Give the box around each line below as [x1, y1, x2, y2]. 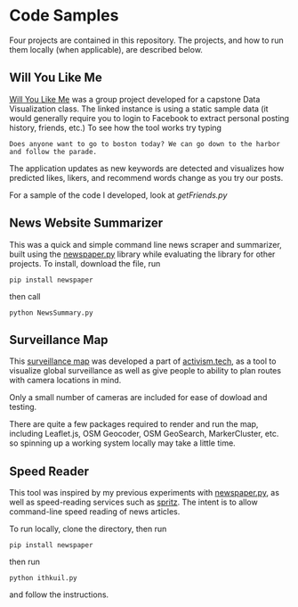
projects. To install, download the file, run [9, 258, 161, 268]
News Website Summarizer [9, 216, 164, 231]
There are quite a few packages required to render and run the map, [9, 419, 259, 430]
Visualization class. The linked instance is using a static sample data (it [9, 103, 269, 114]
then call [9, 291, 42, 301]
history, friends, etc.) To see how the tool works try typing [9, 122, 222, 133]
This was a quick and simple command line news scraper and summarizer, [9, 239, 282, 250]
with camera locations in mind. [9, 375, 122, 386]
